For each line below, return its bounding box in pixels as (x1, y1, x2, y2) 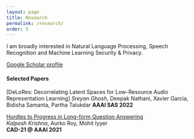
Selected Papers (6, 74, 49, 82)
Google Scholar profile (6, 61, 63, 68)
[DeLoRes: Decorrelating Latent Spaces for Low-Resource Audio (6, 88, 169, 96)
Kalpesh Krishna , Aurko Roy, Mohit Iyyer (6, 119, 108, 127)
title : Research (6, 15, 48, 21)
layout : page (6, 9, 40, 15)
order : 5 (6, 26, 29, 32)
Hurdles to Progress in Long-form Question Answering (6, 113, 143, 121)
